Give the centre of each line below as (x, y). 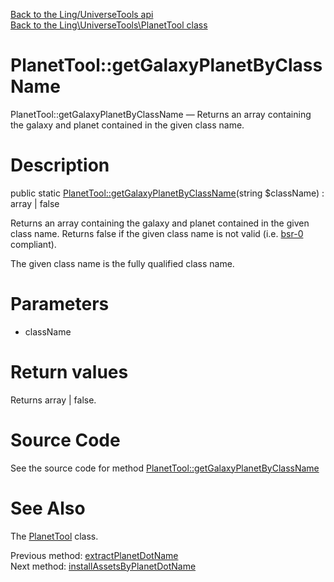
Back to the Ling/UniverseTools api (82, 14)
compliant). (33, 244)
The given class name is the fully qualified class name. (122, 263)
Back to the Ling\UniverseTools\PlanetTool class (109, 25)
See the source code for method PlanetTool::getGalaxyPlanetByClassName (165, 468)
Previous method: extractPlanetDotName (94, 555)
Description (60, 165)
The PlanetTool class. (54, 536)
